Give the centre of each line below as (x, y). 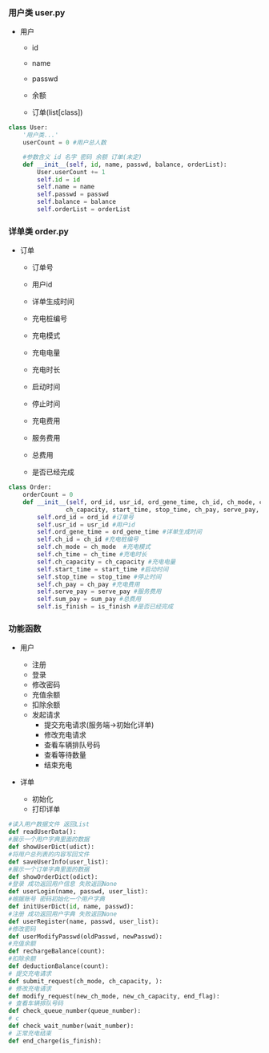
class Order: (30, 487)
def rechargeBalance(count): (57, 951)
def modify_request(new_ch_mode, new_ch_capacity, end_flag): (114, 996)
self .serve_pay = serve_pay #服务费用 (99, 592)
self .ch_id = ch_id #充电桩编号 (88, 539)
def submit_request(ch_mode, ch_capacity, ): (85, 981)
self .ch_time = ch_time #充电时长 (92, 555)
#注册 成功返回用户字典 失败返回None (63, 914)
